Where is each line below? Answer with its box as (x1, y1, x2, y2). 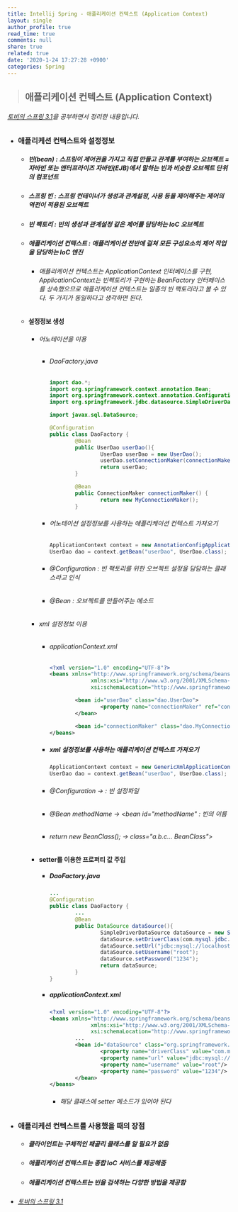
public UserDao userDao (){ (74, 444, 154, 451)
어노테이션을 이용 (38, 335, 87, 343)
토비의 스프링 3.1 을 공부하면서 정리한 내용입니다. (7, 112, 140, 120)
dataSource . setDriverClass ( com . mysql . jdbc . (100, 936, 231, 943)
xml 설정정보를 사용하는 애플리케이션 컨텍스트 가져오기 (49, 746, 200, 754)
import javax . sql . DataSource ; (49, 412, 139, 419)
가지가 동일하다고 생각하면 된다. (55, 293, 143, 302)
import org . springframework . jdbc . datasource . (49, 398, 186, 406)
